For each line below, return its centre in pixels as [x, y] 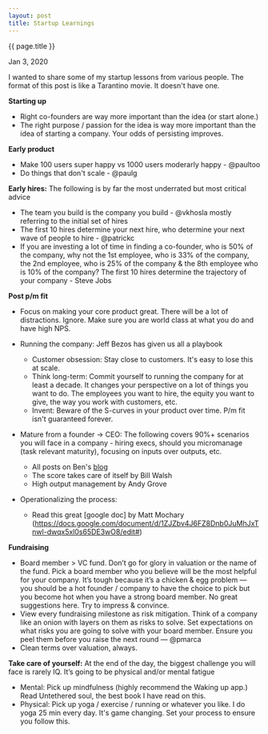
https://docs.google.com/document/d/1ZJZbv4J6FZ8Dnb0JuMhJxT [147, 523]
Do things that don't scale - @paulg [78, 173]
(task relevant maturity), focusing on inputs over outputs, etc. [121, 451]
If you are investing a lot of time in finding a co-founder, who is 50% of [136, 246]
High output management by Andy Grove [99, 484]
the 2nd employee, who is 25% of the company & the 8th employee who [139, 263]
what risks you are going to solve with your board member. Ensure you [136, 630]
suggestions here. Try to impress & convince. [94, 605]
